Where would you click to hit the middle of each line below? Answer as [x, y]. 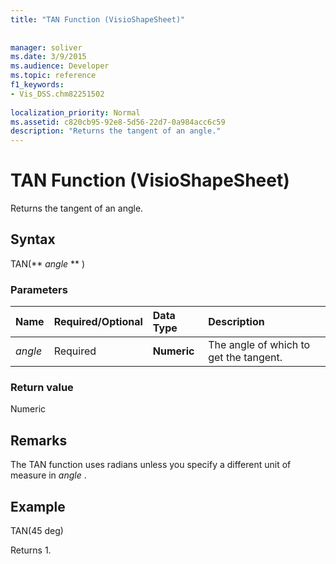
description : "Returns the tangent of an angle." [116, 131]
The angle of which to [259, 345]
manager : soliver [46, 47]
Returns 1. [31, 550]
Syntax [33, 239]
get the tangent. [245, 358]
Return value [42, 388]
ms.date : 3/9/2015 [48, 57]
